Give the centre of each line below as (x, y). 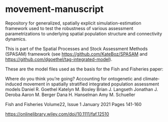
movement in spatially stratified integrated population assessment (91, 84)
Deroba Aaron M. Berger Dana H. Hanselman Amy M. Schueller (70, 94)
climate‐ (151, 78)
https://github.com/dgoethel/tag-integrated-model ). (59, 59)
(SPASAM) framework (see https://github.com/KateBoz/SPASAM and (76, 54)
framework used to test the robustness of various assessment (69, 28)
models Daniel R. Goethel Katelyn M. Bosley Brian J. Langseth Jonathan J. (82, 89)
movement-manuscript (54, 9)
